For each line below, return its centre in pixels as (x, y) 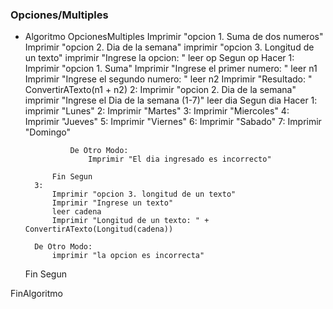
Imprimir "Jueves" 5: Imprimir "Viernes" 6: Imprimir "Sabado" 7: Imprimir (173, 122)
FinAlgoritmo (36, 294)
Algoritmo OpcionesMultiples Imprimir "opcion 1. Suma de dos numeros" (174, 37)
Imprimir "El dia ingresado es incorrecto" (180, 159)
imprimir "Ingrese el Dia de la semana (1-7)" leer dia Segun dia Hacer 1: (171, 100)
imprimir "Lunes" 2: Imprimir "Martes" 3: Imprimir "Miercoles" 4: (157, 111)
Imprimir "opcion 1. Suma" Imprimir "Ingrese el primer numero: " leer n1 (171, 69)
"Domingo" (48, 132)
